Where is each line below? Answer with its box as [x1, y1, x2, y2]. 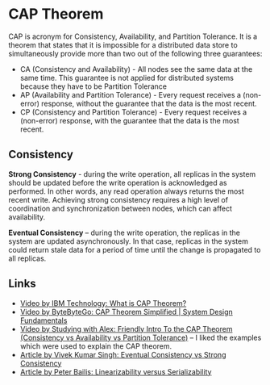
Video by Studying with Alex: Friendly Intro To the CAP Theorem [19, 324, 233, 333]
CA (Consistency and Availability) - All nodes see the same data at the [19, 64, 253, 73]
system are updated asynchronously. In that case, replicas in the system [8, 236, 248, 246]
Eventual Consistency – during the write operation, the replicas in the [8, 228, 240, 237]
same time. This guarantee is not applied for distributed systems [19, 73, 234, 82]
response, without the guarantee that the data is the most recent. [41, 98, 257, 108]
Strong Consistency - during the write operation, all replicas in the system [8, 169, 256, 178]
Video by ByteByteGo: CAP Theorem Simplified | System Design [19, 307, 234, 316]
